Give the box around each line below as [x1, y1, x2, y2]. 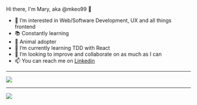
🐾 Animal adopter [14, 38, 57, 45]
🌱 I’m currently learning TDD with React [14, 45, 110, 51]
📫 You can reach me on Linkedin [14, 57, 95, 64]
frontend [14, 23, 36, 30]
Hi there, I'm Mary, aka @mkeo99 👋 [6, 6, 92, 12]
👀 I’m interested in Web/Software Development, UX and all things [14, 17, 172, 23]
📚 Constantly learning [14, 30, 69, 36]
